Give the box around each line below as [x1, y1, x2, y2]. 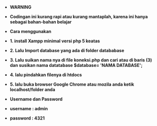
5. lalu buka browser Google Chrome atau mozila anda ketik [9, 81, 134, 87]
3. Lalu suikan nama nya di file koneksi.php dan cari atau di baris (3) [9, 57, 152, 63]
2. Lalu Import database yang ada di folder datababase [9, 48, 124, 53]
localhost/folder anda [9, 87, 55, 93]
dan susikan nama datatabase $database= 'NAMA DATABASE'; [9, 63, 143, 68]
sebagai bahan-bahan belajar [9, 19, 72, 25]
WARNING [9, 4, 32, 10]
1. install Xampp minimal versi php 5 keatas [9, 38, 100, 44]
